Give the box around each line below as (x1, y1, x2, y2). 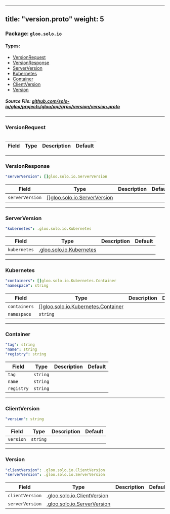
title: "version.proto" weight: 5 (5, 15, 105, 23)
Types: (5, 43, 20, 49)
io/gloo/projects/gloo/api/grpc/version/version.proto (5, 104, 120, 110)
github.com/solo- (31, 98, 70, 104)
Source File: (5, 98, 31, 104)
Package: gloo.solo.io (5, 30, 62, 37)
